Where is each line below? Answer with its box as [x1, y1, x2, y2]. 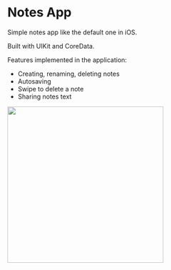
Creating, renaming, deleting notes [17, 69, 120, 78]
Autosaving [17, 76, 51, 86]
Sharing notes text [17, 92, 72, 101]
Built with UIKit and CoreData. [7, 41, 95, 50]
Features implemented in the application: [7, 55, 127, 64]
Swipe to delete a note [17, 84, 84, 93]
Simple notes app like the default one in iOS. [7, 28, 138, 36]
